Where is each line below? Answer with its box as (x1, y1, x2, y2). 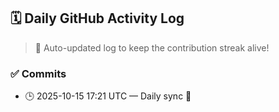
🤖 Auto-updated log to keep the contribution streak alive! (34, 41, 270, 54)
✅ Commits (10, 66, 67, 80)
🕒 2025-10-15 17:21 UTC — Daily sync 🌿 (24, 90, 192, 102)
